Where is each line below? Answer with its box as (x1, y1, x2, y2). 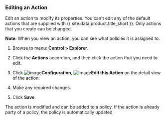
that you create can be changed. (5, 26, 72, 32)
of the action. (12, 75, 40, 81)
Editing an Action (5, 4, 48, 11)
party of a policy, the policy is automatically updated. (5, 109, 114, 116)
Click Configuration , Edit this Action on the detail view (12, 70, 161, 76)
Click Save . (12, 94, 36, 101)
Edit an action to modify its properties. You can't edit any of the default (5, 15, 151, 21)
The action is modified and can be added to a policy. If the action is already (5, 104, 160, 110)
